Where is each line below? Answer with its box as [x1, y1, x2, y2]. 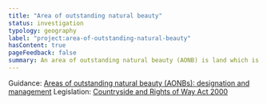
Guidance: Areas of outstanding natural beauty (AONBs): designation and [8, 78, 250, 88]
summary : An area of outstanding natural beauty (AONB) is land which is [8, 57, 260, 65]
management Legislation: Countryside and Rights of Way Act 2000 [8, 86, 229, 96]
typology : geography [8, 26, 78, 34]
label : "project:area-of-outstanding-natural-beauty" [8, 34, 192, 42]
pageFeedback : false [8, 49, 78, 57]
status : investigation [8, 19, 84, 27]
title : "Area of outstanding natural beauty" [8, 11, 162, 20]
